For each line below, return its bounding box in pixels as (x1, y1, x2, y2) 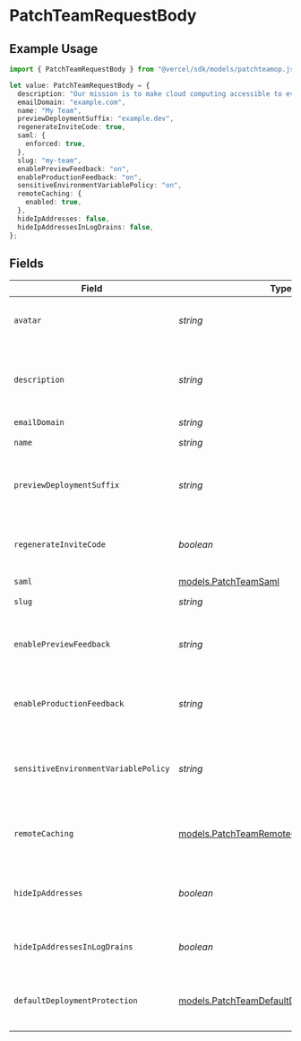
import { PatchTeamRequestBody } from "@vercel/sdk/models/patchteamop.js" (9, 65, 298, 74)
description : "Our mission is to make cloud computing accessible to (17, 89, 282, 99)
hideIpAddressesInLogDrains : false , (17, 222, 154, 231)
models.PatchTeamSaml (178, 576, 280, 588)
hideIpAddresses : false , (17, 214, 110, 223)
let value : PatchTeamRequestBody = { (9, 81, 150, 90)
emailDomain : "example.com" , (17, 98, 126, 107)
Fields (9, 256, 45, 271)
